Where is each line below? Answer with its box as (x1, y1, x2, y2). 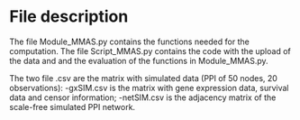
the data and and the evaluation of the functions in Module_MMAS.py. (9, 55, 268, 66)
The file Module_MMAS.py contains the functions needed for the (9, 36, 250, 47)
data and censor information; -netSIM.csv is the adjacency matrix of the (9, 92, 277, 103)
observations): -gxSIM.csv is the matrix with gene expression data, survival (9, 82, 289, 93)
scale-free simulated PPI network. (9, 101, 136, 112)
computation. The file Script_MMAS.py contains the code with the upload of (9, 45, 291, 56)
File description (9, 6, 129, 27)
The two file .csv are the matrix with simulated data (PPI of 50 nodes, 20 (9, 72, 277, 83)
